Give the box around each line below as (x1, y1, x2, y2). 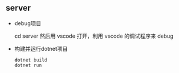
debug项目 (14, 19, 42, 27)
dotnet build (14, 57, 48, 63)
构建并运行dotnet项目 (14, 45, 68, 52)
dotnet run (14, 62, 42, 68)
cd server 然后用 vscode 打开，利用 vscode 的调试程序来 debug (14, 32, 174, 39)
